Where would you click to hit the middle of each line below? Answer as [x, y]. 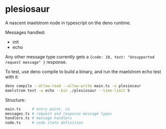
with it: [12, 77]
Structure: [15, 100]
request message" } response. [36, 62]
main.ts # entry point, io [38, 109]
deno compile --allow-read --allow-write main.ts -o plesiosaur [73, 86]
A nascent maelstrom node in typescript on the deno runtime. [68, 23]
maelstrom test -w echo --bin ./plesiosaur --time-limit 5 [68, 90]
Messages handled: [25, 32]
